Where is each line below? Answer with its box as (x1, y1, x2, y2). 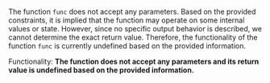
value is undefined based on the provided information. (8, 65, 195, 75)
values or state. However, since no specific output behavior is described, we (8, 24, 262, 33)
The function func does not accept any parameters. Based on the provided (8, 7, 256, 16)
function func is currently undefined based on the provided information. (8, 41, 247, 51)
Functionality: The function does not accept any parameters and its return (8, 56, 260, 66)
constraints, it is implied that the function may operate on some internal (8, 15, 245, 25)
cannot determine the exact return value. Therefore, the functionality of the (8, 32, 258, 42)
